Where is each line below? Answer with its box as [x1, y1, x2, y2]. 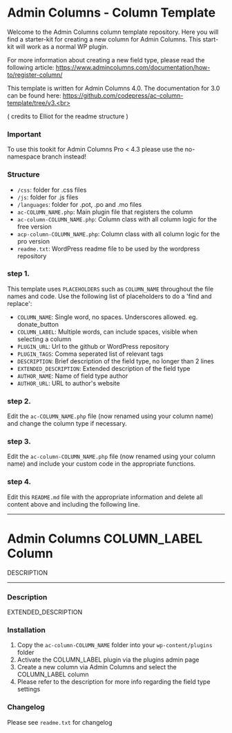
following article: [7, 63, 55, 71]
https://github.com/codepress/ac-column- [62, 91, 184, 100]
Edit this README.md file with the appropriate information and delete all [7, 493, 203, 501]
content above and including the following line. [7, 500, 140, 508]
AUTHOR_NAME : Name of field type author [17, 372, 128, 380]
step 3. [7, 437, 31, 446]
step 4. [7, 477, 31, 487]
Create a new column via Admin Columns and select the [17, 663, 177, 671]
